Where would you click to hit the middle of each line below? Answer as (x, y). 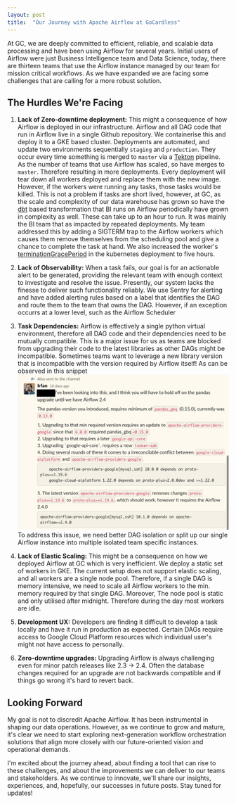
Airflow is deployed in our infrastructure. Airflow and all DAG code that (119, 127)
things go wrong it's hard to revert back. (76, 681)
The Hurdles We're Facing (65, 102)
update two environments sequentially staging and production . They (117, 149)
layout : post (26, 15)
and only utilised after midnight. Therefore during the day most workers (121, 601)
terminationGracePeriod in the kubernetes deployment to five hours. (116, 254)
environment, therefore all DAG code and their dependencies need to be (122, 333)
